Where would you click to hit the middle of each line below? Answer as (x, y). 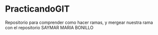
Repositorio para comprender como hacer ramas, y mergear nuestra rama (79, 22)
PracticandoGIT (37, 9)
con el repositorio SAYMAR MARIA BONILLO (49, 27)
